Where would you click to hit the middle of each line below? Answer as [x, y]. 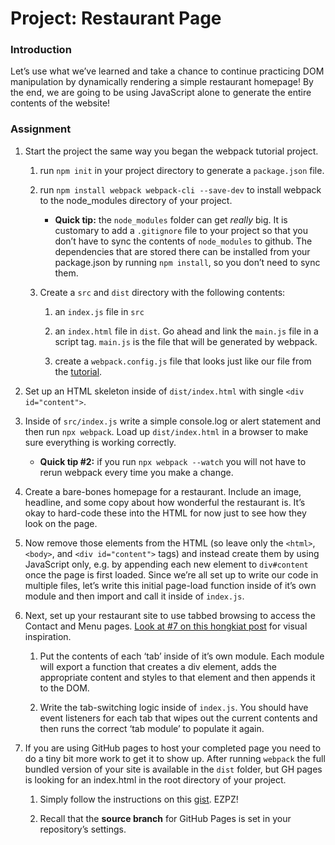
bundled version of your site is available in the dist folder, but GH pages [173, 769]
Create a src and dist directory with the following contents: [162, 292]
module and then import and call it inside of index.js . [134, 596]
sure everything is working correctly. [100, 442]
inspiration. [48, 636]
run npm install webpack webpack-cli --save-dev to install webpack [180, 189]
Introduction [41, 50]
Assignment [41, 129]
